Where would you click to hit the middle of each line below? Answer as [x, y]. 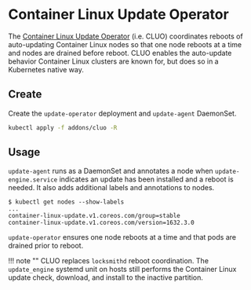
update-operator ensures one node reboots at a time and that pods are [122, 237]
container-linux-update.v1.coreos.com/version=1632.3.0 [101, 223]
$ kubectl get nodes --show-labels [66, 202]
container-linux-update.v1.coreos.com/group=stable [94, 216]
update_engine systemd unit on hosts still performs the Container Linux [122, 270]
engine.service [33, 180]
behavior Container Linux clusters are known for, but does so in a [113, 61]
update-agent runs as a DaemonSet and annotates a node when [111, 171]
